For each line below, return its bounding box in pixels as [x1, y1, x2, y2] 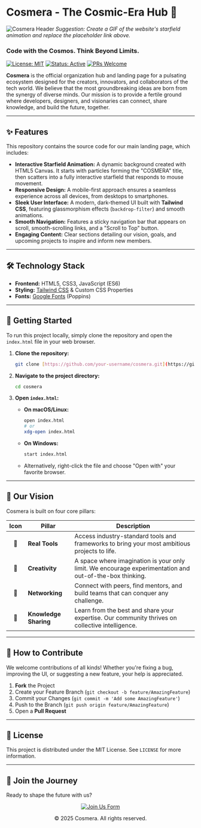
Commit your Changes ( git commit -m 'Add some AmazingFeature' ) [14, 694, 181, 701]
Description [116, 521, 151, 530]
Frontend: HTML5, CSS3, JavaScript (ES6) [14, 280, 121, 287]
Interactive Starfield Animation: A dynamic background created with [14, 161, 187, 168]
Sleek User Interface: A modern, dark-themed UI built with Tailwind [14, 199, 184, 206]
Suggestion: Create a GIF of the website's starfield [56, 25, 181, 32]
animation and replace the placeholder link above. [6, 31, 130, 38]
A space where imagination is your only [74, 556, 185, 565]
